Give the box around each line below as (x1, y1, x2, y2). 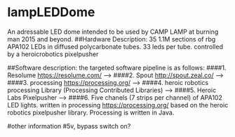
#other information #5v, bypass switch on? (7, 122, 131, 130)
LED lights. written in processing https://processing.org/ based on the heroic (7, 100, 229, 109)
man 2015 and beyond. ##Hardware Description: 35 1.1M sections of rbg (7, 34, 216, 43)
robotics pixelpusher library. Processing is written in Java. (7, 108, 175, 117)
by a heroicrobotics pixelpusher (7, 50, 99, 58)
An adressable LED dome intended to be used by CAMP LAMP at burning (7, 27, 219, 36)
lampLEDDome (7, 4, 95, 20)
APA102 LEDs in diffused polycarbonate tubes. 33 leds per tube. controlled (7, 42, 223, 51)
